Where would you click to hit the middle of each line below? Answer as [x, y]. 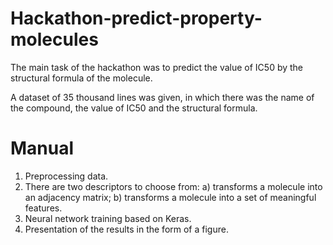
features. [43, 208]
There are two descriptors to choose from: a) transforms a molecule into [173, 186]
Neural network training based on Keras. [108, 218]
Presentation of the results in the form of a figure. [126, 229]
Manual [42, 148]
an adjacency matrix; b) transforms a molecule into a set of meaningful [170, 197]
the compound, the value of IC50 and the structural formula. [134, 108]
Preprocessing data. [66, 176]
